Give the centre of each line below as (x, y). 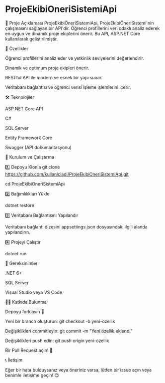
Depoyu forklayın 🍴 (25, 311)
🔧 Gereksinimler (22, 263)
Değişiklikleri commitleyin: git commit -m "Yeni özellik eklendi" (69, 331)
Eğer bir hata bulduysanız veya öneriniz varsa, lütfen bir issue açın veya (79, 370)
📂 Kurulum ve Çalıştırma (30, 157)
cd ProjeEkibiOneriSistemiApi (35, 184)
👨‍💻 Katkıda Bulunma (26, 302)
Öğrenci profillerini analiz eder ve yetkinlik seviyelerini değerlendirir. (75, 58)
